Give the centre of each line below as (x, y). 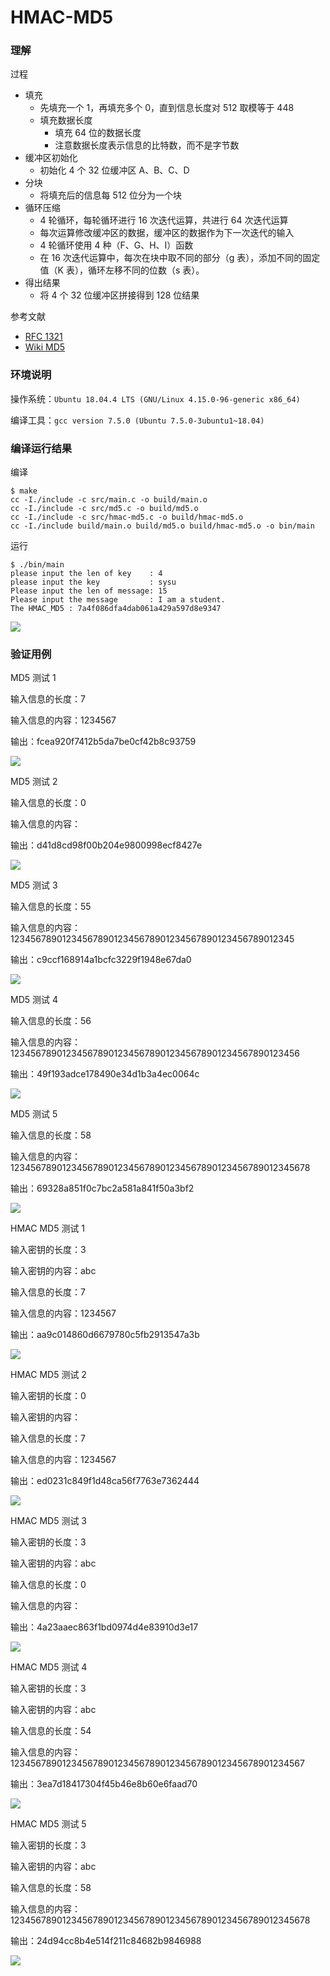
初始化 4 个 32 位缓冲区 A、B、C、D (114, 170)
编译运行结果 (41, 448)
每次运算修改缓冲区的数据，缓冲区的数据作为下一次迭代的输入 (167, 233)
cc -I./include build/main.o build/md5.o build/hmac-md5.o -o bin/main (162, 526)
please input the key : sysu (93, 582)
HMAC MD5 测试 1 (48, 1228)
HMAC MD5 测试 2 (48, 1375)
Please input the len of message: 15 (89, 591)
